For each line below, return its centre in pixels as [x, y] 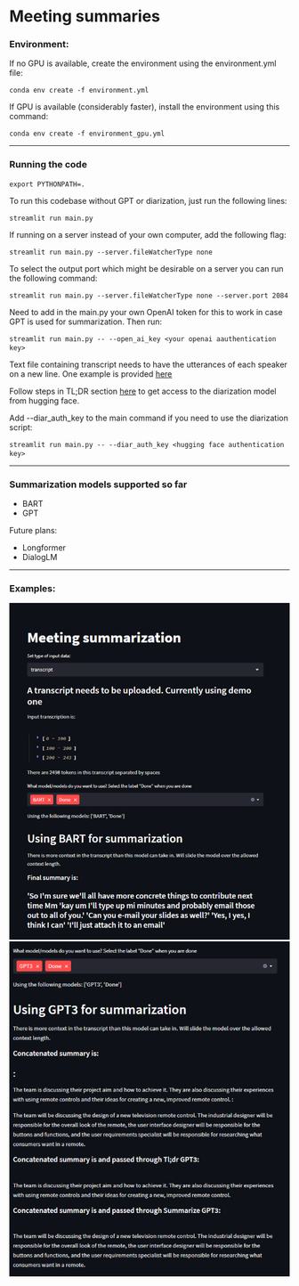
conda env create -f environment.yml [79, 91]
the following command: [53, 278]
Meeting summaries [85, 16]
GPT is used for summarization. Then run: [86, 321]
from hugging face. [44, 400]
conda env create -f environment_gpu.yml [87, 134]
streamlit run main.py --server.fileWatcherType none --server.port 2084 [149, 296]
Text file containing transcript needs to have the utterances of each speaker [148, 364]
